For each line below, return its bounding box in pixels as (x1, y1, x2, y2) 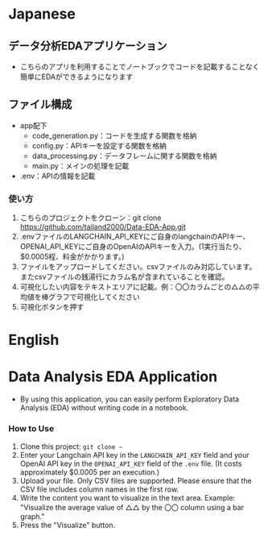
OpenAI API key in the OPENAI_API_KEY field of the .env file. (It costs (19, 459, 242, 468)
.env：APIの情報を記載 (19, 171, 96, 181)
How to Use (8, 423, 55, 434)
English (8, 331, 60, 349)
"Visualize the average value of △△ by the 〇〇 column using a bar (19, 502, 244, 512)
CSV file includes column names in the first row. (19, 484, 179, 494)
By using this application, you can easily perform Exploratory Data (19, 394, 240, 404)
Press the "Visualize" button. (19, 520, 116, 530)
